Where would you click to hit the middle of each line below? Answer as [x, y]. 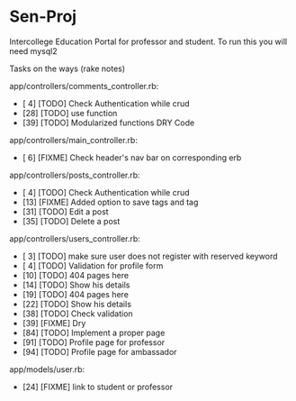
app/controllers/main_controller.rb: [73, 140]
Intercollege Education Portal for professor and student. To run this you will [148, 41]
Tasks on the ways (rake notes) [67, 68]
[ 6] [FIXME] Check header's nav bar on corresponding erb [132, 157]
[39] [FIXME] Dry [54, 323]
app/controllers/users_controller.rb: [75, 238]
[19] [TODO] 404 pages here [75, 294]
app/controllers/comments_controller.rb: [84, 86]
